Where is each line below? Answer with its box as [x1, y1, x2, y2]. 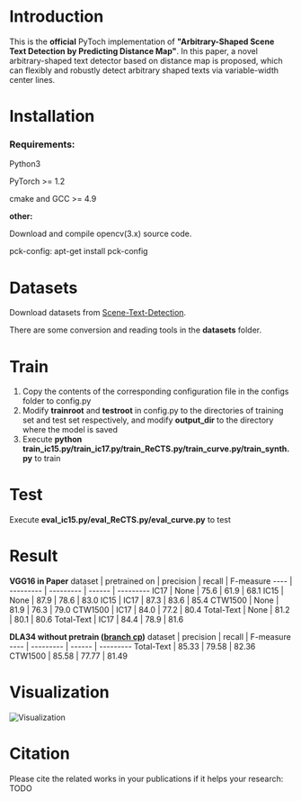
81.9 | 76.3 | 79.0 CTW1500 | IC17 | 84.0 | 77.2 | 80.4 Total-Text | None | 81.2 [9, 605, 290, 615]
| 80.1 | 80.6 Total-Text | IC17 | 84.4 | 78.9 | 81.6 [9, 614, 184, 625]
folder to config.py [22, 396, 92, 406]
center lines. [9, 74, 56, 85]
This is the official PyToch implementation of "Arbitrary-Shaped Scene [9, 36, 275, 47]
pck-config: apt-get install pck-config [9, 246, 148, 257]
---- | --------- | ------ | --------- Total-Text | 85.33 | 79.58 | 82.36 [9, 642, 256, 652]
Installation [9, 106, 95, 127]
